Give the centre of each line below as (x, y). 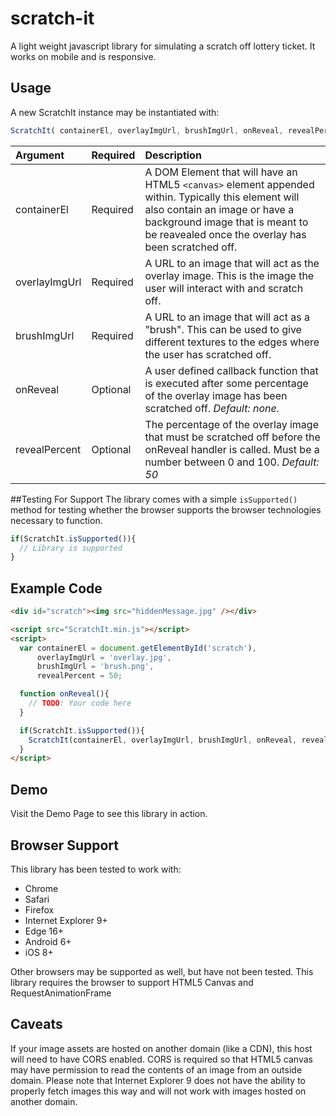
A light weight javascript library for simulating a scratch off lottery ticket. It (163, 46)
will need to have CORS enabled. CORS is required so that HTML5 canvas (161, 1059)
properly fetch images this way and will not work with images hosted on (158, 1091)
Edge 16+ (44, 931)
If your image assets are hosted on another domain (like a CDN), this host (161, 1048)
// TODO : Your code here (80, 703)
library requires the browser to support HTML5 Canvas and (132, 982)
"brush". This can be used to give (223, 329)
